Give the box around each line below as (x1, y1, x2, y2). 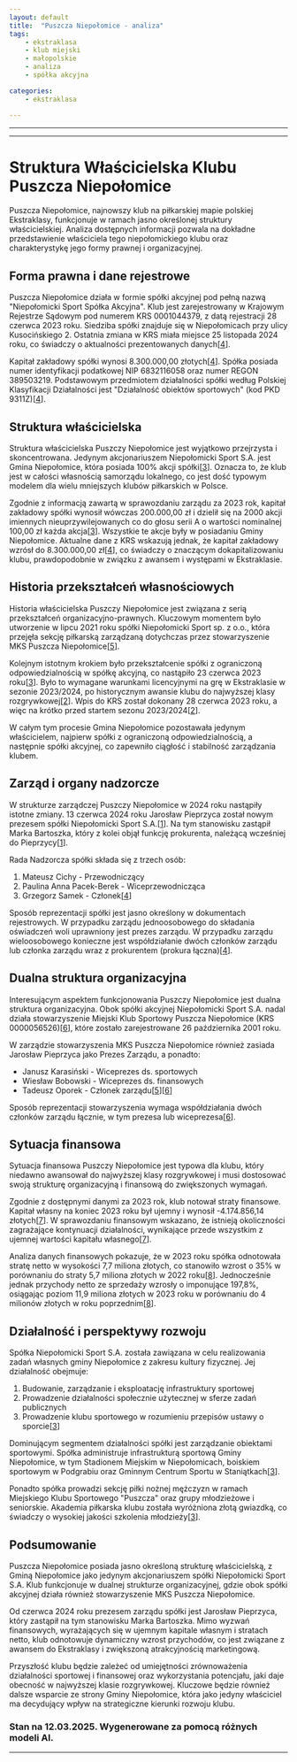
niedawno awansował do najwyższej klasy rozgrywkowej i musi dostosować (9, 1170, 286, 1181)
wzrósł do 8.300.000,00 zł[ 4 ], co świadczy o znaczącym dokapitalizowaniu (9, 545, 285, 556)
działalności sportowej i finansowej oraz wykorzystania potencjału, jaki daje (9, 1670, 285, 1681)
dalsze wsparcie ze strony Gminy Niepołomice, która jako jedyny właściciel (9, 1689, 283, 1699)
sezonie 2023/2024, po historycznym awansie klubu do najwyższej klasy (9, 686, 276, 696)
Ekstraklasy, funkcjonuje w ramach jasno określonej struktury (9, 214, 232, 226)
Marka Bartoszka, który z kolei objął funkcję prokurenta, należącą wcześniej (9, 827, 286, 838)
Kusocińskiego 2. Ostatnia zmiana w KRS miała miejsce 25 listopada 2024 (9, 329, 278, 341)
